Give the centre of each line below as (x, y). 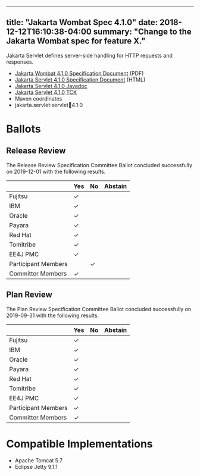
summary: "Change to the (142, 32)
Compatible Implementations (79, 444)
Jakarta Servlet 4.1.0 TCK (46, 92)
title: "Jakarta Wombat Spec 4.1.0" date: (82, 22)
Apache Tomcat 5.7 (39, 460)
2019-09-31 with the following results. (53, 315)
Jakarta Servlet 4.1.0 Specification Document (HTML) (80, 79)
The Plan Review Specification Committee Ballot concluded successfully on (99, 309)
